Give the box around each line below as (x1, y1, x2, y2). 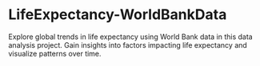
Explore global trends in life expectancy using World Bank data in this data (8, 32, 254, 41)
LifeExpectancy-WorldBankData (8, 6, 227, 24)
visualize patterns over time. (8, 49, 102, 58)
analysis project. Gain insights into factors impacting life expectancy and (8, 40, 248, 49)
